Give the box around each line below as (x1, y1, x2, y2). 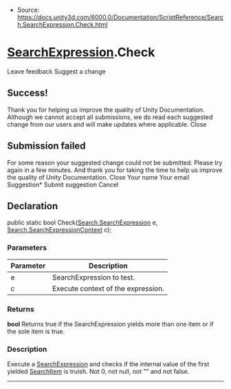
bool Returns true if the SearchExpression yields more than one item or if (7, 319, 214, 328)
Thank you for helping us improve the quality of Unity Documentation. (7, 105, 205, 114)
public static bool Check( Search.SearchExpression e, (7, 218, 158, 227)
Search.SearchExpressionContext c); (7, 226, 112, 234)
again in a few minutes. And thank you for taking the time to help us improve (7, 165, 223, 174)
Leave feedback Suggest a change (7, 67, 106, 75)
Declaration (7, 200, 58, 212)
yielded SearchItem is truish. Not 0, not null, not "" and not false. (7, 368, 190, 376)
